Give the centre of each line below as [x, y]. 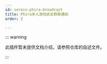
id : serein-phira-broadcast [34, 10]
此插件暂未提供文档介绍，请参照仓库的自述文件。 [55, 47]
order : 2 [14, 19]
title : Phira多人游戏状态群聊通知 [37, 14]
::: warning [16, 37]
